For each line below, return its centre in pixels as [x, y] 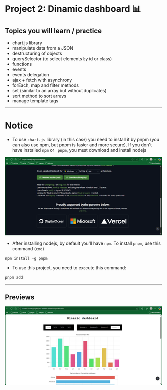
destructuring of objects [37, 53]
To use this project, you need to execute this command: [69, 268]
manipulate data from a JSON [42, 48]
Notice [19, 126]
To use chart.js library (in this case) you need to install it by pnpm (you [85, 139]
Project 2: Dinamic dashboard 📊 [73, 9]
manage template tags [35, 101]
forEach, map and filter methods [45, 85]
